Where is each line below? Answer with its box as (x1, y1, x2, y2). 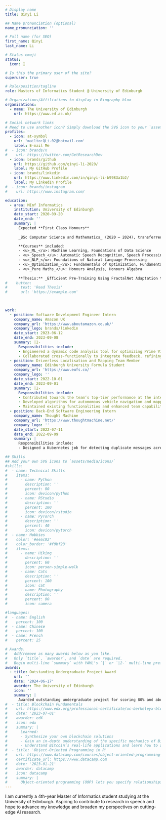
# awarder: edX (5, 716, 43, 721)
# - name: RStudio (5, 495, 54, 500)
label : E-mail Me (14, 143, 50, 148)
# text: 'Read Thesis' (5, 285, 63, 290)
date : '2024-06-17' (14, 679, 54, 684)
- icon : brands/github (9, 157, 56, 162)
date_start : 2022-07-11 (14, 427, 63, 432)
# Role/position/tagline (5, 84, 56, 89)
